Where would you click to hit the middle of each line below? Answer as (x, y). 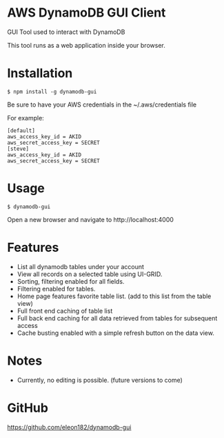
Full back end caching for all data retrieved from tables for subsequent (117, 318)
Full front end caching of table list (65, 311)
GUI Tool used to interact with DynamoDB (66, 32)
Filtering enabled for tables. (56, 289)
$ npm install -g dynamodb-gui (52, 91)
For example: (26, 118)
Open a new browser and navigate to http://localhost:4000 (91, 219)
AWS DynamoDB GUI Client (86, 13)
